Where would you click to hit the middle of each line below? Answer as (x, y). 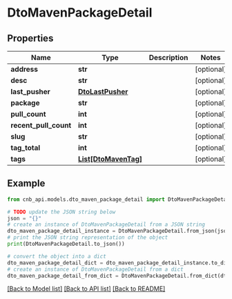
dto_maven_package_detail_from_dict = (63, 276)
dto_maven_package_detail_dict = (55, 263)
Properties (30, 38)
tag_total (26, 148)
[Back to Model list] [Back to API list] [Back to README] (86, 289)
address (25, 69)
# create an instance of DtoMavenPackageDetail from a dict (96, 269)
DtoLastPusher (103, 91)
